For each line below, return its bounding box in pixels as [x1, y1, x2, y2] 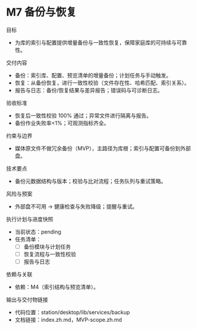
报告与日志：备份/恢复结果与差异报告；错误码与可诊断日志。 [14, 86, 163, 94]
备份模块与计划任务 [23, 243, 71, 250]
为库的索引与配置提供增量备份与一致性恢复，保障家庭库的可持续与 [14, 39, 177, 46]
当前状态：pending [14, 228, 61, 235]
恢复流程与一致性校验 [23, 251, 76, 257]
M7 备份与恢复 [6, 5, 77, 19]
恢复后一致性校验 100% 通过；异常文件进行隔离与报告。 [14, 111, 152, 119]
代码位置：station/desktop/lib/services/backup [14, 309, 130, 316]
